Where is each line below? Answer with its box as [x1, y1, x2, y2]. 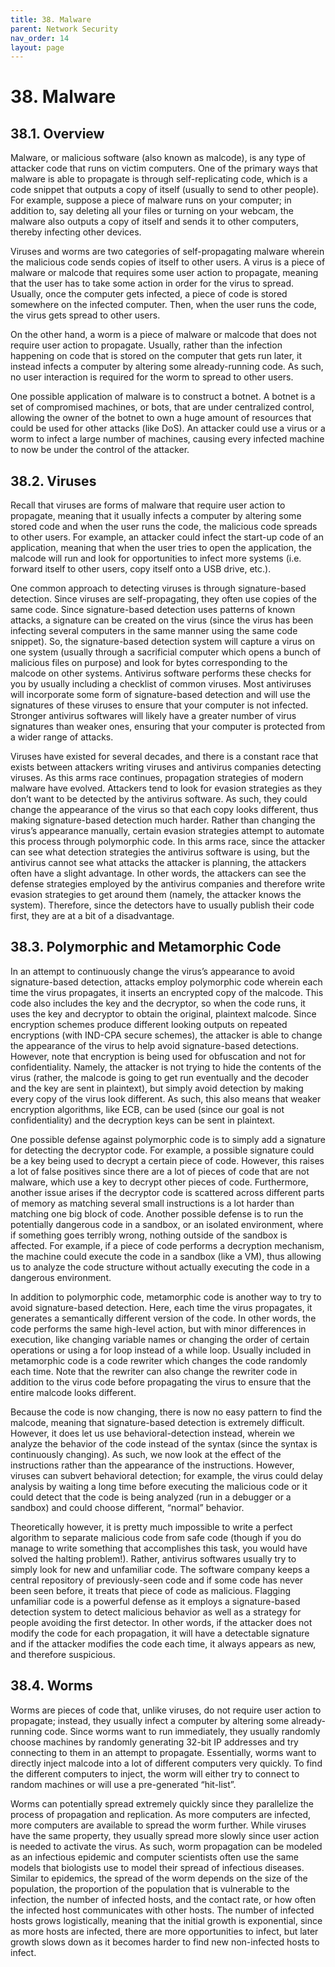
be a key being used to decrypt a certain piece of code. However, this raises [10, 1154, 325, 1166]
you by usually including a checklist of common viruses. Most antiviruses [10, 678, 312, 690]
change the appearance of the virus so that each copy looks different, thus [10, 804, 319, 816]
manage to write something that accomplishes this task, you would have [10, 1542, 308, 1554]
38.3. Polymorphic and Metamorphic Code [10, 939, 282, 956]
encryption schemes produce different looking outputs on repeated [10, 1018, 288, 1030]
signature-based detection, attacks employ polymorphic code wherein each [10, 976, 323, 988]
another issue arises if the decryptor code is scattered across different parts [10, 1186, 325, 1198]
